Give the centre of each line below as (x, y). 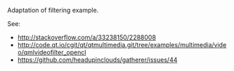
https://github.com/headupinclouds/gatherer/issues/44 (97, 60)
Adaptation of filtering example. (53, 10)
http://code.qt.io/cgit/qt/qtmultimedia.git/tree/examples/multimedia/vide (122, 45)
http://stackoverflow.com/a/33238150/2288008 (87, 37)
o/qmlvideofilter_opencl (52, 52)
